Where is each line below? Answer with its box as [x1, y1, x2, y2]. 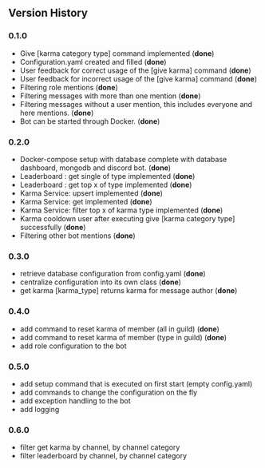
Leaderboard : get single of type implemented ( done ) [19, 171, 196, 180]
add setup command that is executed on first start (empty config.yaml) [19, 379, 253, 388]
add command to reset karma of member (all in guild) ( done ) [19, 323, 220, 334]
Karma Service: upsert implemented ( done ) [19, 188, 164, 198]
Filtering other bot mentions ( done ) [19, 231, 136, 240]
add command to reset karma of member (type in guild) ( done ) [19, 332, 227, 342]
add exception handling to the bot [19, 395, 132, 406]
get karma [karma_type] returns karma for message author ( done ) [19, 286, 238, 295]
